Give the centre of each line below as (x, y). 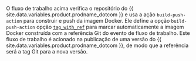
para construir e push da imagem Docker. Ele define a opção (97, 21)
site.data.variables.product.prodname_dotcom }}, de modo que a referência (97, 45)
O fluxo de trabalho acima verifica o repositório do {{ (70, 8)
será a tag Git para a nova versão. (47, 51)
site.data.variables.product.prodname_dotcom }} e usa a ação (81, 15)
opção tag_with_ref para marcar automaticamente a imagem (110, 27)
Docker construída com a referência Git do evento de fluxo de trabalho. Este (98, 33)
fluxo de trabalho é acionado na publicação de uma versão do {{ (84, 39)
